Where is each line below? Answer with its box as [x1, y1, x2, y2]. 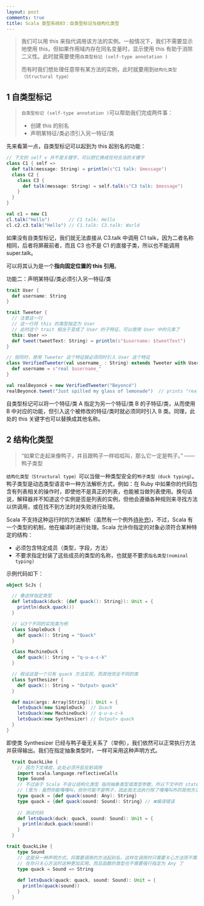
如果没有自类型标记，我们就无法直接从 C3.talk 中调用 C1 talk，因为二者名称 [6, 234, 194, 241]
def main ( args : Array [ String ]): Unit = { [12, 699, 118, 705]
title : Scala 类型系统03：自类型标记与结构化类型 [6, 20, 120, 26]
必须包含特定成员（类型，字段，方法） [15, 544, 111, 551]
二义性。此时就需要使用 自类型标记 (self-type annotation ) [21, 53, 168, 60]
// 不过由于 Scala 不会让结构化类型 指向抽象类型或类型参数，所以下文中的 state [17, 781, 199, 788]
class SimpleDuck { [12, 626, 61, 633]
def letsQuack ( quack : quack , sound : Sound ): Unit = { [17, 877, 156, 883]
